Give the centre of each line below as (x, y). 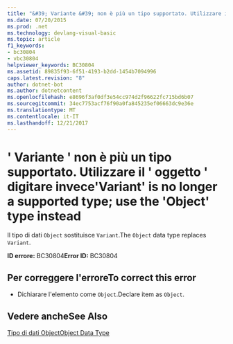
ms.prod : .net (28, 26)
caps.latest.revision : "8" (46, 78)
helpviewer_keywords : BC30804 (51, 65)
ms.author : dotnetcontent (44, 91)
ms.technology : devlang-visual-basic (62, 33)
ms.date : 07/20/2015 (37, 20)
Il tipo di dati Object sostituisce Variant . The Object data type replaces (107, 235)
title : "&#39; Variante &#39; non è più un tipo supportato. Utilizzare (114, 13)
